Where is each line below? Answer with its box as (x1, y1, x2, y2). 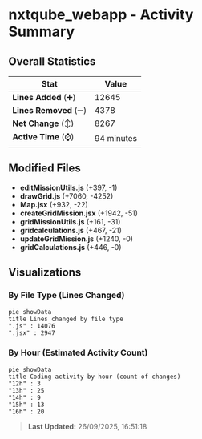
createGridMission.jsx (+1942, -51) (19, 208, 139, 218)
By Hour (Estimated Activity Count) (8, 347, 148, 358)
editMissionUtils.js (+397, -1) (19, 183, 118, 192)
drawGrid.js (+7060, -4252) (19, 191, 114, 201)
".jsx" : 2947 (8, 328, 56, 337)
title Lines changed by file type (8, 315, 124, 323)
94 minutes (94, 132, 138, 143)
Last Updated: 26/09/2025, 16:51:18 (27, 421, 147, 431)
